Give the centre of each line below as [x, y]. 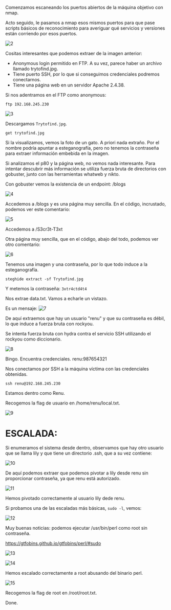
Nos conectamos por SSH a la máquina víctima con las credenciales [77, 369]
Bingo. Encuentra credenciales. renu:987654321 [56, 359]
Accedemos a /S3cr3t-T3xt [34, 229]
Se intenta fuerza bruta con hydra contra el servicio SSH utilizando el [78, 334]
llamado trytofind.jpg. [35, 69]
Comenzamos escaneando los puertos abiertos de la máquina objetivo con [84, 7]
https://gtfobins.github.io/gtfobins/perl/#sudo [53, 543]
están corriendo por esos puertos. [41, 33]
